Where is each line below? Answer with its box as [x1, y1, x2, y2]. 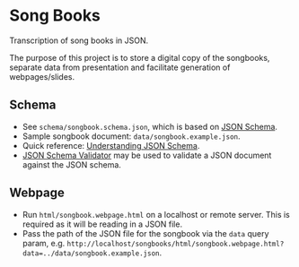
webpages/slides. [9, 71, 75, 82]
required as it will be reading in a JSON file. [22, 219, 182, 229]
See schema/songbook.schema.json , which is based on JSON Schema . [22, 121, 278, 132]
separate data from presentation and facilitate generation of [9, 62, 231, 73]
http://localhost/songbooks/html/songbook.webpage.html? [66, 239, 285, 248]
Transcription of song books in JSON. [9, 35, 149, 46]
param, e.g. [22, 237, 66, 248]
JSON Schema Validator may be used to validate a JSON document [22, 150, 272, 160]
